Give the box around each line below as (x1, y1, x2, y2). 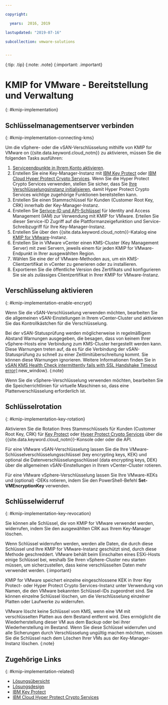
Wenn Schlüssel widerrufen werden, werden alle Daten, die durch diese (5, 541, 153, 547)
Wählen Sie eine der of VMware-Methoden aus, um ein (12, 256, 126, 262)
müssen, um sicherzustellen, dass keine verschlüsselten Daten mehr (5, 562, 147, 568)
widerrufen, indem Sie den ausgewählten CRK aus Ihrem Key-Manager (5, 526, 151, 532)
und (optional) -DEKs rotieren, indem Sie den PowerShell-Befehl (5, 477, 137, 483)
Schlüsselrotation (5, 402, 62, 411)
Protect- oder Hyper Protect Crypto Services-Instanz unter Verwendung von (5, 583, 163, 589)
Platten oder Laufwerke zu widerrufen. (5, 599, 85, 605)
